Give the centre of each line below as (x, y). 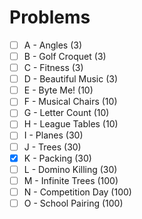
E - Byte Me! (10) (58, 90)
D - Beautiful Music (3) (71, 79)
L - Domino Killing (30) (70, 169)
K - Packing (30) (57, 158)
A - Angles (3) (53, 45)
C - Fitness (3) (53, 68)
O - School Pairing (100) (73, 203)
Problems (50, 17)
